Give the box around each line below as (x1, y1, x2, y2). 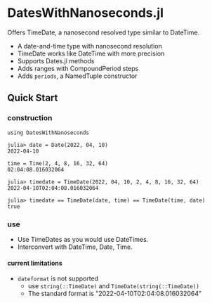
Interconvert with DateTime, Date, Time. (17, 243, 133, 251)
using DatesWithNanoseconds (7, 129, 90, 136)
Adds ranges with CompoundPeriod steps (17, 64, 139, 72)
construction (7, 113, 53, 123)
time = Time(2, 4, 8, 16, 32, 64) (7, 160, 109, 167)
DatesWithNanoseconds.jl (7, 5, 164, 21)
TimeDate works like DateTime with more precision (17, 49, 165, 58)
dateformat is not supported (17, 274, 99, 283)
